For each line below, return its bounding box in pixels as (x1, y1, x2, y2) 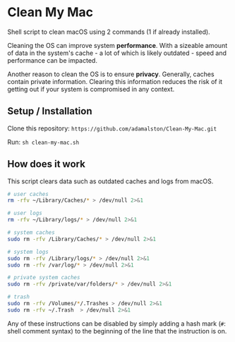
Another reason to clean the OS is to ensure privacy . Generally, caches (7, 70, 215, 78)
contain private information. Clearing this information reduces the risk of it (7, 77, 223, 85)
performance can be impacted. (7, 56, 97, 64)
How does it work (7, 158, 86, 170)
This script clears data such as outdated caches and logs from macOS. (7, 177, 214, 185)
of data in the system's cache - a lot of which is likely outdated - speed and (7, 49, 227, 57)
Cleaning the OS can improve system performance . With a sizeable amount (7, 41, 228, 49)
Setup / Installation (7, 105, 92, 117)
